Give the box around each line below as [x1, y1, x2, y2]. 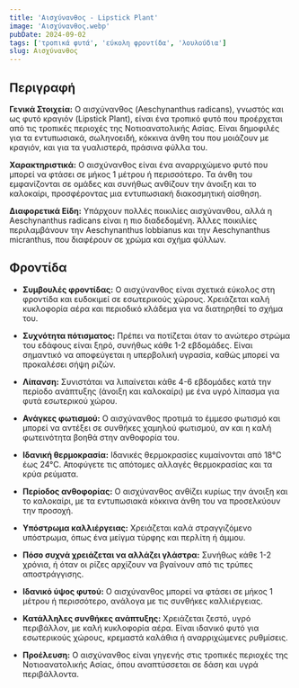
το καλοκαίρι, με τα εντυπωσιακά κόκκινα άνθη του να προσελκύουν [22, 496, 281, 506]
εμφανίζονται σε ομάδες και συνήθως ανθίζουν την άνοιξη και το [9, 178, 257, 189]
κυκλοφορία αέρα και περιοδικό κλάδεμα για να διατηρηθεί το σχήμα [22, 303, 284, 314]
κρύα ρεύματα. [22, 469, 79, 479]
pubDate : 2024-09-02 [9, 30, 87, 39]
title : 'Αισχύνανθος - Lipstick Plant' [9, 13, 159, 22]
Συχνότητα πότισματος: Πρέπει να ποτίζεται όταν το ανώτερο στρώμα [22, 330, 291, 341]
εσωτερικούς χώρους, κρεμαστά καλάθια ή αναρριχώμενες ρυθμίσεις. [22, 631, 289, 643]
